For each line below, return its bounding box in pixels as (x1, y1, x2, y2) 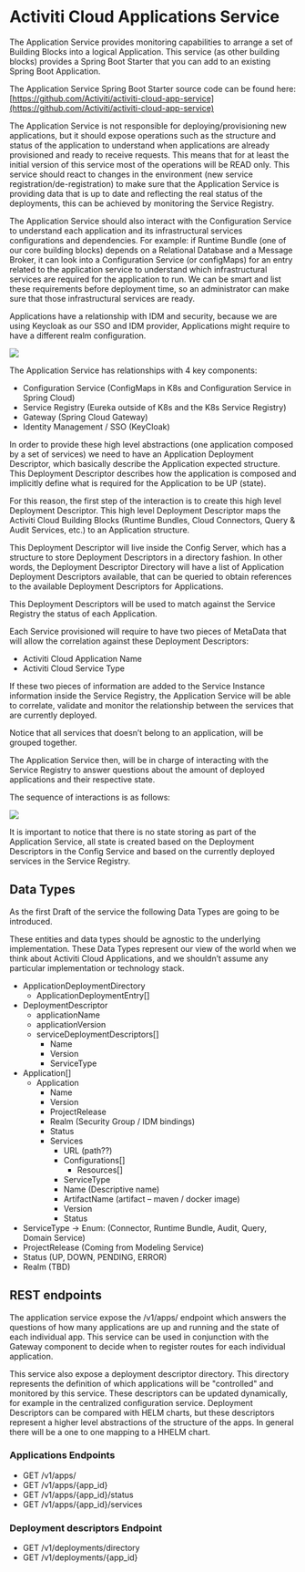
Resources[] (76, 1164, 123, 1175)
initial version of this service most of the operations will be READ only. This (9, 159, 290, 170)
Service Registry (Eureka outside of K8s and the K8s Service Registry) (22, 401, 287, 412)
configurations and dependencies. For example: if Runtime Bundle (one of (9, 234, 287, 245)
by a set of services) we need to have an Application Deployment (9, 449, 254, 460)
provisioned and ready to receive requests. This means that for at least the (9, 149, 290, 160)
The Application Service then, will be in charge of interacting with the (9, 754, 269, 765)
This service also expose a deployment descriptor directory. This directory (9, 1368, 290, 1379)
